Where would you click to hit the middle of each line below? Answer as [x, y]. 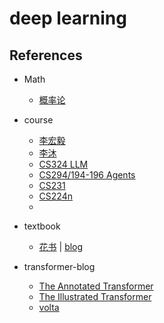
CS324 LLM [63, 164]
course [38, 120]
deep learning [68, 18]
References [46, 55]
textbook [42, 226]
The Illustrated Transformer [95, 296]
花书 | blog [61, 246]
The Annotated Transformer [96, 286]
